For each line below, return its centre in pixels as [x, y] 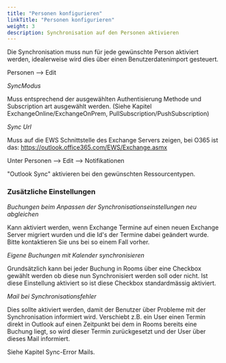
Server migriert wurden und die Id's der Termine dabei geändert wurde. [108, 234]
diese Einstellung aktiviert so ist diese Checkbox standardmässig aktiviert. [112, 283]
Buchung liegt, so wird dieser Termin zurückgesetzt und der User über [106, 331]
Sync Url [20, 127]
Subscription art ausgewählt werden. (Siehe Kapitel [79, 106]
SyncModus [24, 86]
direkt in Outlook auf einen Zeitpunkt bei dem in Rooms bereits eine [102, 324]
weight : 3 [21, 26]
